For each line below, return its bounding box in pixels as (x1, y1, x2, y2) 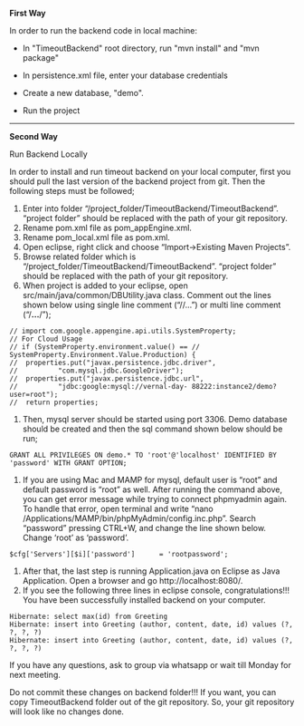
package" (22, 53, 59, 63)
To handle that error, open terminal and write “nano (22, 503, 214, 514)
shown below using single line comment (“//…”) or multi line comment (22, 299, 281, 310)
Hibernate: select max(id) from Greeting (9, 612, 168, 621)
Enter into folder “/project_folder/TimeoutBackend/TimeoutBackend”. (22, 203, 279, 214)
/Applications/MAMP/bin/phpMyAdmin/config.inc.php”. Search (22, 513, 256, 524)
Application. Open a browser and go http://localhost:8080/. (22, 576, 243, 586)
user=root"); (9, 390, 59, 399)
